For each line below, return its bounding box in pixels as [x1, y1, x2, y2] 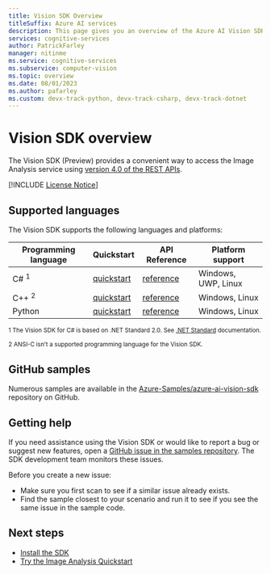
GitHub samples [8, 362, 91, 376]
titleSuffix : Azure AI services [8, 19, 117, 27]
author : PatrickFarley [8, 42, 85, 50]
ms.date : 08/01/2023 [8, 79, 78, 87]
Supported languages [8, 203, 120, 217]
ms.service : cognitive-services [8, 57, 117, 65]
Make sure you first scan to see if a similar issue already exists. [19, 485, 231, 495]
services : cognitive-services [8, 34, 110, 43]
